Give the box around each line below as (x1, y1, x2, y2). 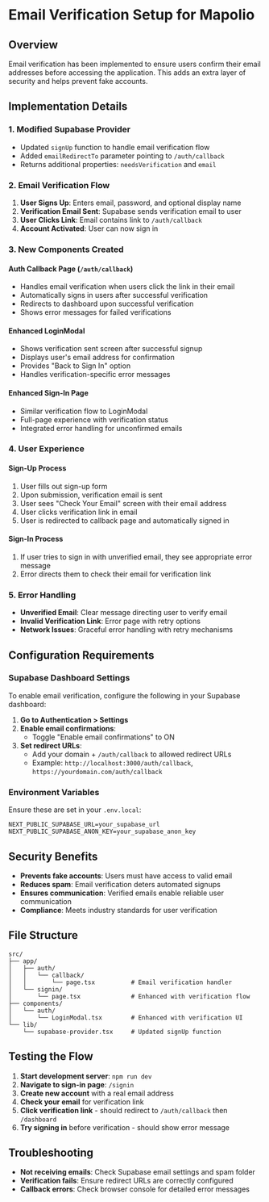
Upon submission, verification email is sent (19, 490, 163, 500)
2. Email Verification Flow (8, 179, 110, 191)
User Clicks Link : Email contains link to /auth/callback (19, 215, 203, 224)
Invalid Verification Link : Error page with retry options (19, 616, 201, 626)
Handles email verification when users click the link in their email (19, 282, 235, 291)
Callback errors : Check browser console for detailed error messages (19, 1184, 250, 1194)
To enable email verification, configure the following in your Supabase (8, 690, 241, 700)
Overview (8, 38, 59, 52)
